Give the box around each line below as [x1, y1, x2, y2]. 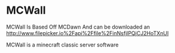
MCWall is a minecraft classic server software [6, 41, 119, 48]
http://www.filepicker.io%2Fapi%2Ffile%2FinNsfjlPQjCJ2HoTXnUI [6, 29, 169, 36]
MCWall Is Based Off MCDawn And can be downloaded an [6, 23, 151, 30]
